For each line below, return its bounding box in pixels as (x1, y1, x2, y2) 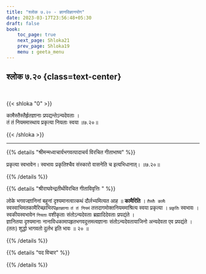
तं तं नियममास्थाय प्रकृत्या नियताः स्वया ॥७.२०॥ (6, 118, 99, 126)
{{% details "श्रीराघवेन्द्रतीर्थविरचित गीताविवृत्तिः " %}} (6, 185, 116, 192)
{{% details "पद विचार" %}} (6, 249, 71, 256)
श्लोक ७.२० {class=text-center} (6, 72, 121, 82)
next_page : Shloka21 (17, 37, 70, 44)
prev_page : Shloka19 (17, 44, 70, 50)
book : (6, 26, 20, 32)
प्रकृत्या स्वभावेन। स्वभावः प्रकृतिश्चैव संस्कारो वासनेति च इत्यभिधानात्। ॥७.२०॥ (6, 161, 161, 168)
